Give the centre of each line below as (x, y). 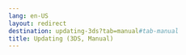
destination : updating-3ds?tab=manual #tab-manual (94, 31)
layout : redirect (38, 23)
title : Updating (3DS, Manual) (61, 38)
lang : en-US (28, 16)
